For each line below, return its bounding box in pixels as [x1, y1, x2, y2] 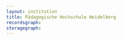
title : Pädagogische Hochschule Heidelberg [6, 14, 117, 20]
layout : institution [6, 8, 58, 15]
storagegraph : [6, 25, 42, 31]
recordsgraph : [6, 19, 42, 25]
